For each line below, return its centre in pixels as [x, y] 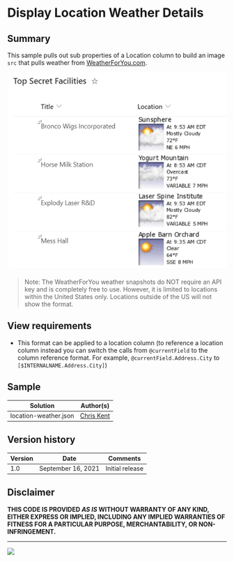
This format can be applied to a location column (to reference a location [120, 342]
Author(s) [95, 406]
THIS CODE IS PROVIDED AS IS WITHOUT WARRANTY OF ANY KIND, [108, 509]
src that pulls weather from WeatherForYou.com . [77, 63]
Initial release [125, 469]
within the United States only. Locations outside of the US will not [118, 296]
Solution [42, 406]
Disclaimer [31, 493]
